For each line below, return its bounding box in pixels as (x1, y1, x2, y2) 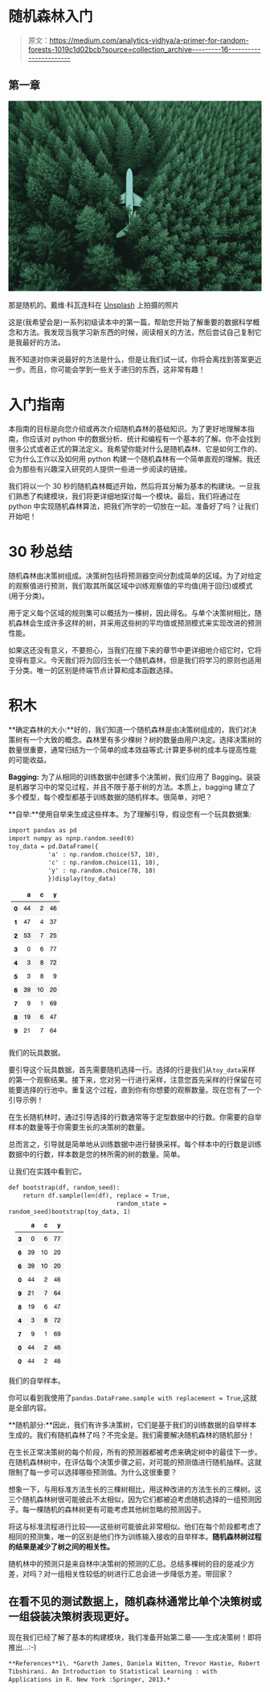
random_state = (116, 1199, 167, 1207)
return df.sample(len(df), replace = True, (22, 1191, 171, 1199)
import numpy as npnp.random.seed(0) (8, 834, 135, 842)
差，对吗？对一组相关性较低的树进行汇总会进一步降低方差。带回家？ (8, 1569, 234, 1579)
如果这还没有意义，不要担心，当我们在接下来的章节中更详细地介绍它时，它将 (8, 645, 262, 654)
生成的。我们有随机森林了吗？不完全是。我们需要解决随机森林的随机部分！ (8, 1430, 255, 1439)
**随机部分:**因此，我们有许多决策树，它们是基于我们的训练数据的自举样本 (8, 1420, 257, 1430)
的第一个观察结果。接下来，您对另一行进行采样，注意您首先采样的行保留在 (8, 1075, 255, 1084)
